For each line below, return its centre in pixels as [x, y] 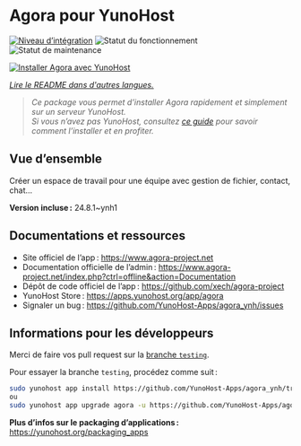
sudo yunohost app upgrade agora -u [77, 406]
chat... [21, 190]
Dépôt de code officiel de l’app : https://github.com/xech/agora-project [153, 286]
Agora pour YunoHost [92, 16]
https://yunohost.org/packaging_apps [79, 432]
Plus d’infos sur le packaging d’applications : [94, 422]
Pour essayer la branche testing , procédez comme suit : [113, 372]
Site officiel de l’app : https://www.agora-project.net [118, 258]
